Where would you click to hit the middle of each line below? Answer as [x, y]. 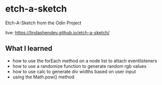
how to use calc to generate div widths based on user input [74, 71]
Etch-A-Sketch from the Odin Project [43, 23]
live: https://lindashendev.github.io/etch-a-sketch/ [58, 32]
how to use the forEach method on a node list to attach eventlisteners [85, 61]
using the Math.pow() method [43, 77]
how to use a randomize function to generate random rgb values [79, 66]
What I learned [29, 49]
